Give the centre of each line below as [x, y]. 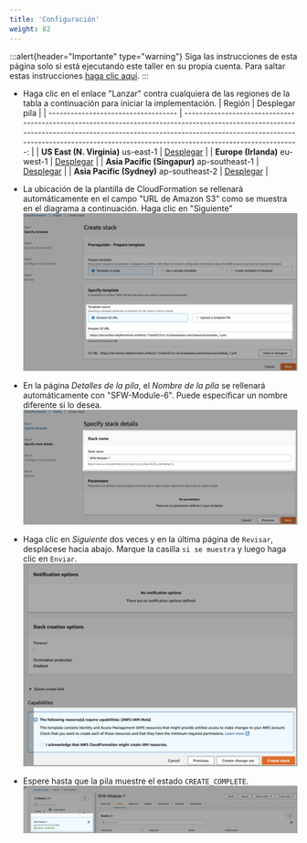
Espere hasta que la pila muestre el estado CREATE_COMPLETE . [136, 781]
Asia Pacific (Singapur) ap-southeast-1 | [182, 161]
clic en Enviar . [50, 559]
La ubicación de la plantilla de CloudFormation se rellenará [133, 188]
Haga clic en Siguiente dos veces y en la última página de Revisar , [148, 539]
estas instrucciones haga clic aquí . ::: [79, 75]
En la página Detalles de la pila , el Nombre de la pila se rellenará [144, 386]
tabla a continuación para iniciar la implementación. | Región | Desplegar [159, 103]
